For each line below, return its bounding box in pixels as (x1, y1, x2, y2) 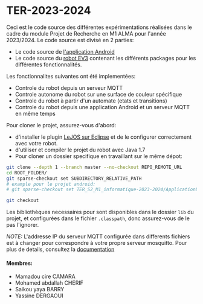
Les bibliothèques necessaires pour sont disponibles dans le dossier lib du (6, 209, 195, 216)
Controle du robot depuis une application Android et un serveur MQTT (14, 103, 190, 110)
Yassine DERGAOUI (14, 292, 63, 299)
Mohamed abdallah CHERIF (14, 279, 83, 287)
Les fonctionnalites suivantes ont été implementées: (6, 72, 136, 80)
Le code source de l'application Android (14, 48, 115, 55)
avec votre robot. (14, 139, 58, 147)
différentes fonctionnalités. (14, 61, 82, 68)
